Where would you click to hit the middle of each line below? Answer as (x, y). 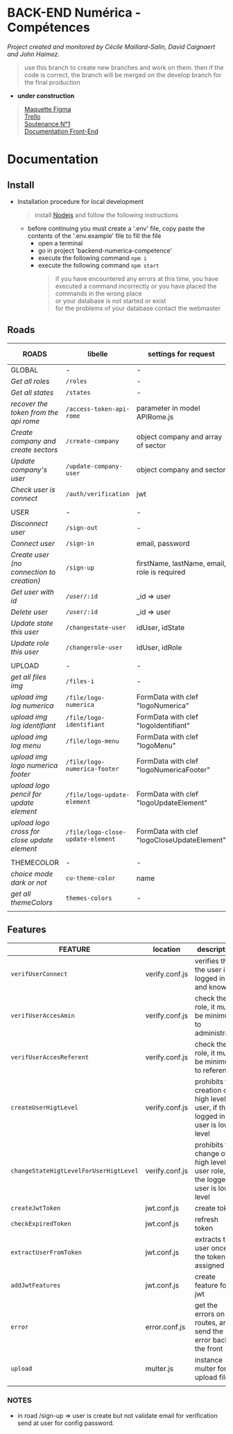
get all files (28, 676)
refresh (206, 1219)
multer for (211, 1368)
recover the (29, 404)
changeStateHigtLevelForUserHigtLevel (75, 1171)
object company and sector (181, 470)
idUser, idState (161, 627)
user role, (210, 1170)
